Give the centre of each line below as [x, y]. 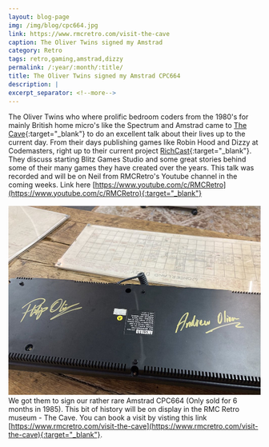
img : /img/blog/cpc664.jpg [53, 25]
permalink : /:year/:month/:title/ [66, 68]
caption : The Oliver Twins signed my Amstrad [85, 42]
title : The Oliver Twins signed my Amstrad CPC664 [94, 76]
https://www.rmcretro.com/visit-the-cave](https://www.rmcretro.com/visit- [134, 426]
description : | [34, 84]
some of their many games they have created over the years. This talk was [131, 167]
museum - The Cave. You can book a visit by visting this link [108, 417]
